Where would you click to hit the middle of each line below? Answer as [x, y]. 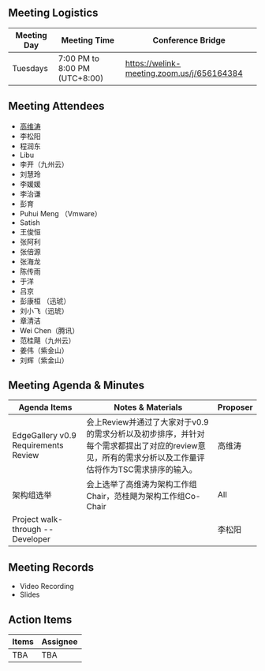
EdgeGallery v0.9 [45, 436]
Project [26, 519]
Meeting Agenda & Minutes [76, 386]
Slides [30, 594]
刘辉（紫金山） [44, 360]
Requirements [38, 445]
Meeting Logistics [53, 13]
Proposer [235, 407]
